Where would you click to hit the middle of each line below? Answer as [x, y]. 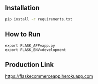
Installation [22, 8]
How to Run [23, 34]
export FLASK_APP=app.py [30, 46]
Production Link [30, 64]
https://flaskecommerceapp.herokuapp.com [49, 76]
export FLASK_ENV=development [36, 50]
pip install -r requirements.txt [39, 19]
